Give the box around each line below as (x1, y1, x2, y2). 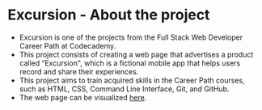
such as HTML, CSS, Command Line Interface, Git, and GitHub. (19, 83, 230, 94)
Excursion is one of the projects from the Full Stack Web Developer (19, 32, 243, 42)
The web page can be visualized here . (19, 92, 147, 102)
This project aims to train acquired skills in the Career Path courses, (19, 75, 245, 85)
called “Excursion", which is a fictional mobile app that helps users (19, 58, 241, 68)
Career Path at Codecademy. (19, 40, 116, 50)
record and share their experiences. (19, 66, 139, 76)
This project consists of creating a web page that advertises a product (19, 49, 254, 59)
